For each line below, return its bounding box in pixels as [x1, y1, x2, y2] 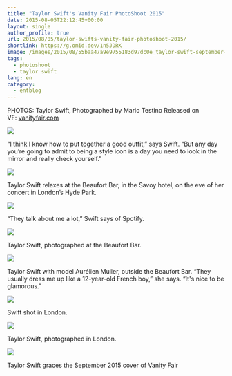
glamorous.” [7, 282, 42, 290]
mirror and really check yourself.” [7, 155, 102, 163]
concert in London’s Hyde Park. [7, 188, 97, 197]
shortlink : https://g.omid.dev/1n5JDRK [7, 42, 122, 49]
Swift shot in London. [7, 308, 68, 317]
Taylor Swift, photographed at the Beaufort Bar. [7, 241, 142, 250]
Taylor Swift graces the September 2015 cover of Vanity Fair [7, 361, 178, 370]
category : [7, 81, 36, 88]
